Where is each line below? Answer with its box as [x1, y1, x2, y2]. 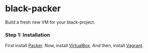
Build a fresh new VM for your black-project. [5, 19, 95, 25]
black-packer [5, 3, 61, 14]
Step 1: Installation [5, 31, 50, 38]
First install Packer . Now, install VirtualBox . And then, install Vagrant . [5, 43, 144, 49]
